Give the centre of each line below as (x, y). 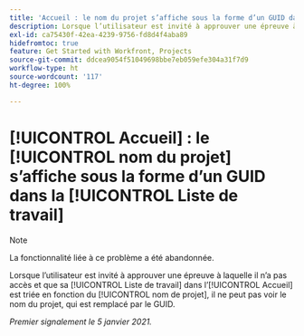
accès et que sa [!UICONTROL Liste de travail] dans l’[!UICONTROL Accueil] (151, 284)
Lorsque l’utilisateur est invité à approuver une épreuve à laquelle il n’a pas (148, 275)
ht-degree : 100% (40, 85)
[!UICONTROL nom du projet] (121, 157)
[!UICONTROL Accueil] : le (109, 138)
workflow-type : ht (44, 69)
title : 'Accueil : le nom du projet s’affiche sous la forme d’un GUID (147, 18)
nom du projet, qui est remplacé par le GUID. (92, 303)
